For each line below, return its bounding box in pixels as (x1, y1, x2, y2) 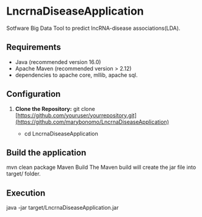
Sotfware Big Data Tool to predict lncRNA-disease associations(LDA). (6, 24, 181, 32)
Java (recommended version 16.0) (15, 58, 101, 65)
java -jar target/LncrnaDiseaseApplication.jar (6, 204, 119, 212)
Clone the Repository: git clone (15, 105, 96, 112)
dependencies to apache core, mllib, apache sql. (15, 71, 138, 79)
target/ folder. (6, 170, 41, 177)
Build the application (6, 148, 87, 158)
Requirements (6, 42, 61, 52)
